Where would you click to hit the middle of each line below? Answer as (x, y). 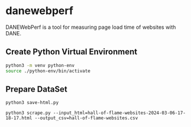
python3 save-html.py (32, 103)
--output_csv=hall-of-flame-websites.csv (86, 118)
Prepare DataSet (36, 89)
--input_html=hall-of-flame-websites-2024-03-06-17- (119, 113)
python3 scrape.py (28, 113)
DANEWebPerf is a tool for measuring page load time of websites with (91, 27)
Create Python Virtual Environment (71, 52)
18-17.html (19, 118)
